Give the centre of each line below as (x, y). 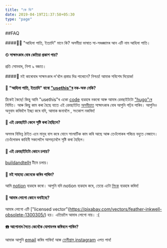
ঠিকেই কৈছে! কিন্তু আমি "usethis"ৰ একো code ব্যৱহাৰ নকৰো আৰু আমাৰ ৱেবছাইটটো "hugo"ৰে (79, 99)
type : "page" (19, 19)
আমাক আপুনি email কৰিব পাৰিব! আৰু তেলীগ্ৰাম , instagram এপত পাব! (58, 239)
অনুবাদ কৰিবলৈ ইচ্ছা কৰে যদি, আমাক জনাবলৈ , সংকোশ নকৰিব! (50, 110)
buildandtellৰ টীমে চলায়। (27, 162)
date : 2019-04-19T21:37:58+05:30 (40, 14)
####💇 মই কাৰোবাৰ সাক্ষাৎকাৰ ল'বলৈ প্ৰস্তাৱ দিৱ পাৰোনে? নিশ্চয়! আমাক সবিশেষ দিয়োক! (69, 76)
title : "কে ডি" (19, 10)
